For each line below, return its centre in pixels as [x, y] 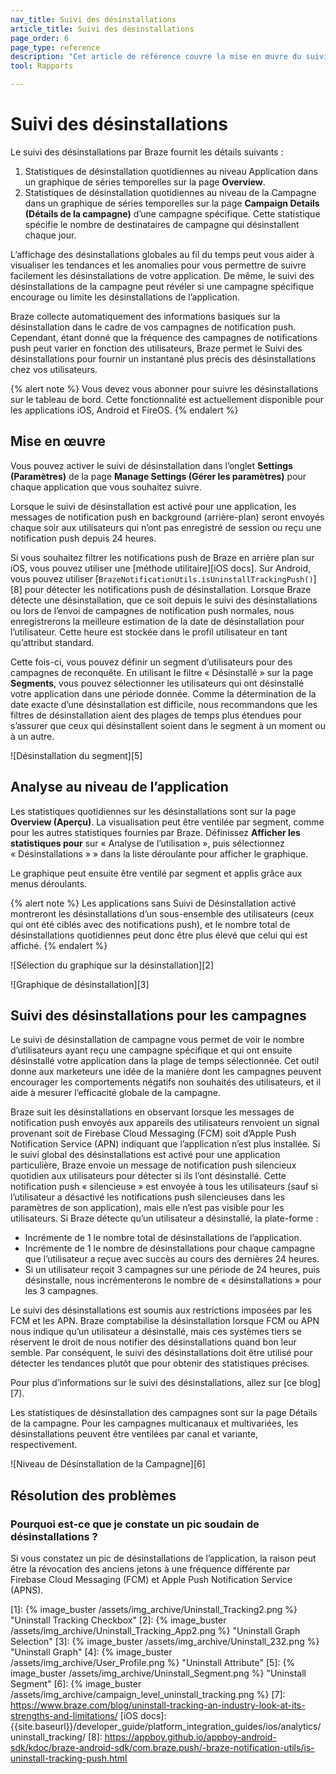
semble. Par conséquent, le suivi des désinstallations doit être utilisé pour [161, 1353]
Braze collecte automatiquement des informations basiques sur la [145, 316]
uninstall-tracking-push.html [69, 1758]
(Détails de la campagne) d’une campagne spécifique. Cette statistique [172, 213]
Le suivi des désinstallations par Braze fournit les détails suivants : [147, 152]
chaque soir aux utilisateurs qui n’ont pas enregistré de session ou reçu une [166, 527]
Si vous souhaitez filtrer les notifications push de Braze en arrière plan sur [162, 557]
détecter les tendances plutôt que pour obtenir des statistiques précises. [160, 1363]
